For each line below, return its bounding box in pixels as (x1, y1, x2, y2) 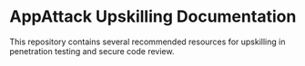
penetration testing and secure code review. (9, 45, 175, 56)
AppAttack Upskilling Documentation (9, 6, 297, 27)
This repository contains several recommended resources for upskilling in (9, 36, 286, 47)
